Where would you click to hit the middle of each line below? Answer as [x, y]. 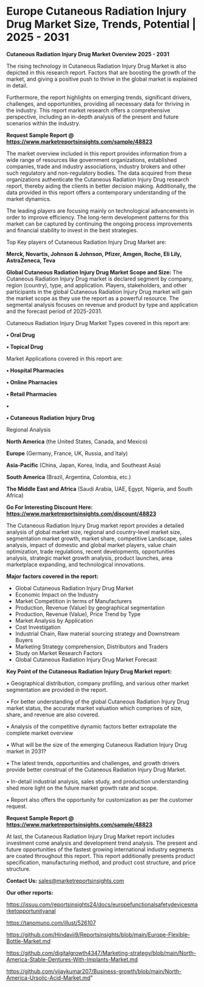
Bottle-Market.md [28, 941]
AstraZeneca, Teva [31, 260]
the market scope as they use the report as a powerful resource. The [93, 298]
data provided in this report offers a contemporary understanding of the [96, 192]
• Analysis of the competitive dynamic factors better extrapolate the [92, 726]
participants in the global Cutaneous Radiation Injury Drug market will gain [100, 292]
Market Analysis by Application [54, 620]
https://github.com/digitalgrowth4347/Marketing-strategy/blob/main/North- [101, 953]
